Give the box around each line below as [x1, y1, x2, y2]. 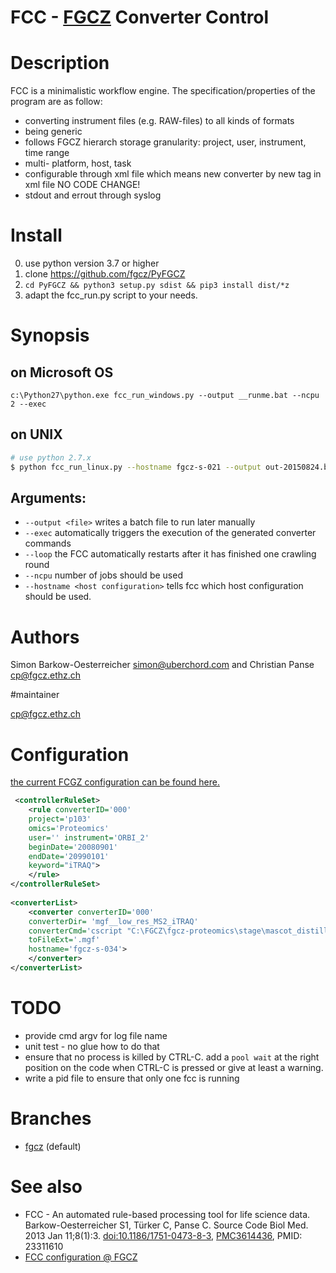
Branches [10, 1107, 92, 1130]
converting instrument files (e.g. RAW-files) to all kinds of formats [24, 115, 295, 127]
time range [24, 147, 70, 159]
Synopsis [10, 324, 90, 347]
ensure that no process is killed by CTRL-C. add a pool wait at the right [24, 1051, 320, 1063]
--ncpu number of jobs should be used [24, 569, 183, 581]
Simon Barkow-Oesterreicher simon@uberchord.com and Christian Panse [10, 659, 315, 671]
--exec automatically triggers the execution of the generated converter [24, 527, 317, 539]
